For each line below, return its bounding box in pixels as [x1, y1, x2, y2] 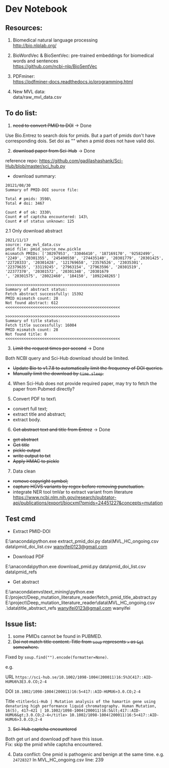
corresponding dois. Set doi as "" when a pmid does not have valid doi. [5, 138, 155, 144]
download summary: [12, 173, 56, 179]
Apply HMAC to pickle [12, 458, 60, 464]
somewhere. [12, 644, 39, 650]
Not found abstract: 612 [5, 300, 58, 305]
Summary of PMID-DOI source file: [5, 187, 79, 193]
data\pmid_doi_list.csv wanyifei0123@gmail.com [5, 543, 108, 549]
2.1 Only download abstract [5, 227, 63, 233]
